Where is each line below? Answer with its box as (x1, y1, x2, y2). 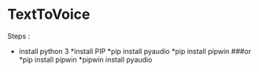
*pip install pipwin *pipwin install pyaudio (18, 55, 153, 64)
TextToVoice (7, 5, 91, 23)
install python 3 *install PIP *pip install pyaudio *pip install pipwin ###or (18, 46, 252, 56)
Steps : (7, 31, 31, 41)
